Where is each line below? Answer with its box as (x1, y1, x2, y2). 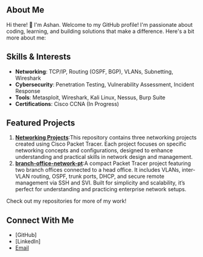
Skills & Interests (6, 52, 71, 62)
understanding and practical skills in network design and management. (15, 153, 193, 161)
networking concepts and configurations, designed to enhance (15, 147, 173, 154)
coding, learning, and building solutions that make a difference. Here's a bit (6, 27, 194, 35)
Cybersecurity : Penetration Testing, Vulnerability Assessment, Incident (15, 80, 194, 88)
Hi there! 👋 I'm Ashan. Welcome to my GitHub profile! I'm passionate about (6, 21, 193, 28)
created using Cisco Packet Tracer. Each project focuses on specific (15, 140, 187, 148)
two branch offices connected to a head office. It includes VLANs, (15, 166, 181, 174)
